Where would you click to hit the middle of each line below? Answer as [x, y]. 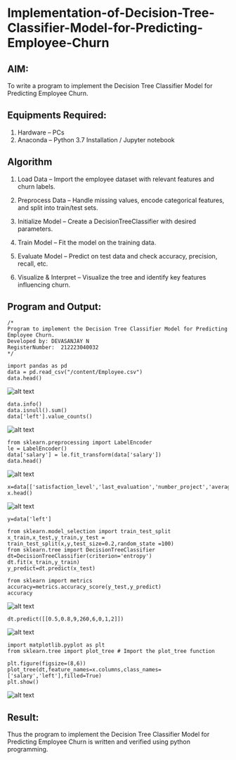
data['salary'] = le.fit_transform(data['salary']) [84, 455]
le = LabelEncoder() [38, 449]
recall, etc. [33, 263]
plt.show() [23, 682]
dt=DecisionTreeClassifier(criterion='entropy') [80, 556]
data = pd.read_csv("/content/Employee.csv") [75, 372]
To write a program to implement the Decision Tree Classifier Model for [110, 86]
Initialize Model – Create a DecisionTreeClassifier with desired [107, 221]
